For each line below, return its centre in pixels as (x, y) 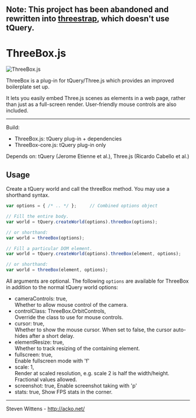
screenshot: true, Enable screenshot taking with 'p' (76, 386)
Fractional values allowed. (46, 379)
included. (17, 111)
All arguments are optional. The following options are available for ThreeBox (97, 281)
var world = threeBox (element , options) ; (57, 270)
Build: (13, 128)
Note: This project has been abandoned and (87, 10)
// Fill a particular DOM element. (49, 248)
